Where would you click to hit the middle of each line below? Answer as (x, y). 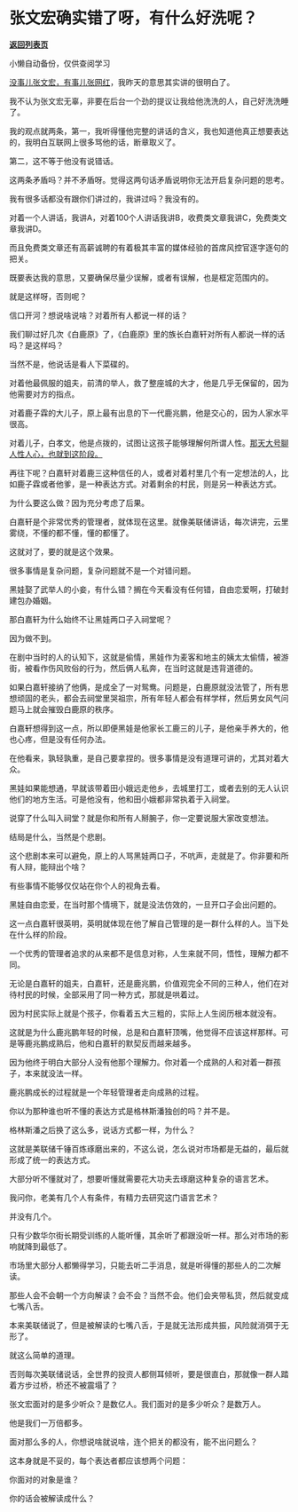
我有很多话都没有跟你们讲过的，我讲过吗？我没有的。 (106, 198)
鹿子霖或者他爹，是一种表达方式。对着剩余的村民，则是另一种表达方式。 (149, 484)
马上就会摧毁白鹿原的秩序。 (67, 709)
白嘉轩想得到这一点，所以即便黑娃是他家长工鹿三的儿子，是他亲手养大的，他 (149, 728)
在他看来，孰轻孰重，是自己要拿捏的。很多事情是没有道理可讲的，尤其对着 (145, 758)
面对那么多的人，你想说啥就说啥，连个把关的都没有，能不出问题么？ (133, 1441)
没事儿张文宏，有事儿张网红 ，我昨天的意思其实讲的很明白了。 (122, 82)
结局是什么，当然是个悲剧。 (60, 836)
